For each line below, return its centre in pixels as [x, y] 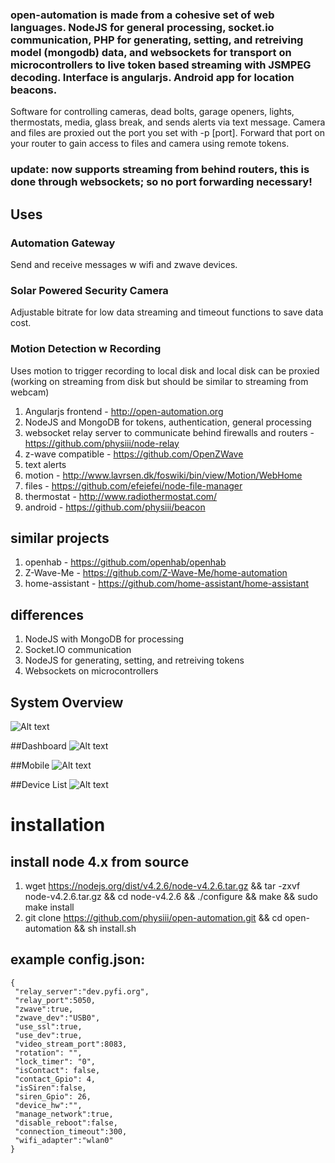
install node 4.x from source [100, 861]
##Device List [39, 784]
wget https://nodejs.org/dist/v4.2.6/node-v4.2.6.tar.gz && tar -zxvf [162, 885]
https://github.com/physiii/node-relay [102, 443]
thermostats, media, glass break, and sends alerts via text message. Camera [168, 122]
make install [49, 907]
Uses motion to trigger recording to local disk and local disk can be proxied [165, 370]
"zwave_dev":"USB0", [57, 1018]
